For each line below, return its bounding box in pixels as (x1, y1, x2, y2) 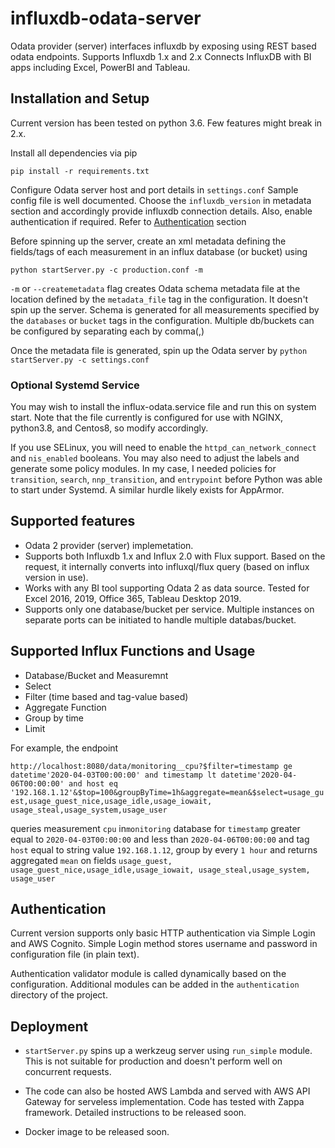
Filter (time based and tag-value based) (24, 690, 189, 702)
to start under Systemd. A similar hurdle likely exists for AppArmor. (10, 484, 285, 496)
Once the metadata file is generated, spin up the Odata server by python (10, 344, 308, 356)
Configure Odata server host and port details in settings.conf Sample (10, 183, 299, 196)
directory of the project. (10, 989, 108, 1001)
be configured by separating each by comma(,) (10, 325, 205, 337)
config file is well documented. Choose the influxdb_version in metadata (10, 194, 312, 206)
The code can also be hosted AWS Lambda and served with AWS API (24, 1085, 311, 1097)
